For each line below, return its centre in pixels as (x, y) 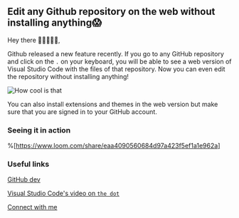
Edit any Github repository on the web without (111, 12)
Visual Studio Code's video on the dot (63, 193)
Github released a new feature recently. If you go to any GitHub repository (116, 53)
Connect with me (32, 207)
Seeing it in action (39, 130)
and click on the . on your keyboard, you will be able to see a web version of (119, 61)
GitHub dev (24, 180)
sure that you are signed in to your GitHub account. (83, 111)
